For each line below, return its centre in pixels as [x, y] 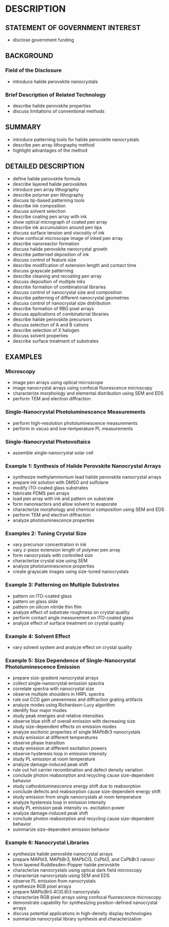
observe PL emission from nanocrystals [54, 881]
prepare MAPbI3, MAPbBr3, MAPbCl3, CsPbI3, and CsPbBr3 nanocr [84, 859]
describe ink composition [39, 206]
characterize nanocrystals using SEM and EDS [61, 875]
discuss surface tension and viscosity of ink [59, 233]
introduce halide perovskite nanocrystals [55, 81]
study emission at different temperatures [55, 738]
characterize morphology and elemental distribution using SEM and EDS [88, 393]
